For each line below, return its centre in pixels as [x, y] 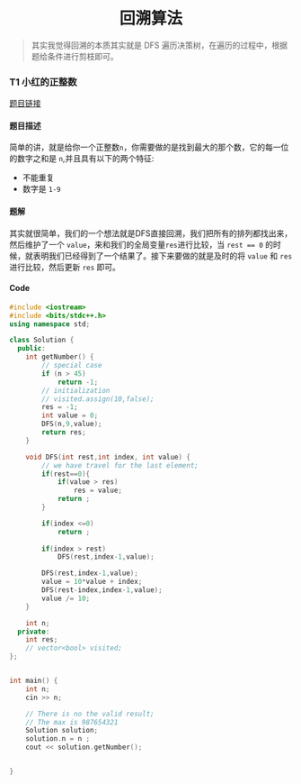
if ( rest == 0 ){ [66, 474]
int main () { [34, 681]
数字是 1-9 [41, 189]
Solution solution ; [62, 731]
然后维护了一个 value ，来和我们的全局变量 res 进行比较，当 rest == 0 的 [142, 244]
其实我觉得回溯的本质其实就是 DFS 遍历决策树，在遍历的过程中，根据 [159, 45]
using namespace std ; [50, 324]
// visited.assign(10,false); [98, 399]
